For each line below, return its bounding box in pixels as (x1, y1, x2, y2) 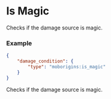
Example (6, 39, 32, 47)
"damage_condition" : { (17, 58, 74, 64)
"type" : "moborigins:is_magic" (28, 64, 106, 70)
